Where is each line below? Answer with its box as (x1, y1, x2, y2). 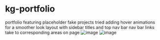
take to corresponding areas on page (5, 29, 80, 35)
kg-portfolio (5, 3, 55, 14)
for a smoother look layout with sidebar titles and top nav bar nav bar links (5, 24, 155, 30)
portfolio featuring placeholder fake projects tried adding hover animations (5, 19, 156, 25)
